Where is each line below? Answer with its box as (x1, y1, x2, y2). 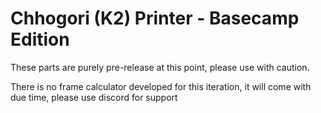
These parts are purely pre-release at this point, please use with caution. (10, 61, 310, 73)
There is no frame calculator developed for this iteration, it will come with (10, 80, 312, 92)
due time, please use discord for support (10, 91, 178, 103)
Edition (10, 28, 70, 51)
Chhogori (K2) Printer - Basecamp (10, 7, 300, 30)
